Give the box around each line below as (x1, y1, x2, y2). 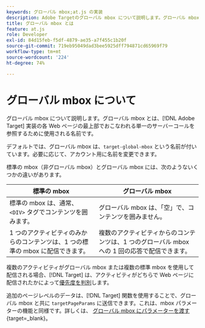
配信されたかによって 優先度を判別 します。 (6, 279, 113, 287)
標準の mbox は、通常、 (9, 199, 78, 207)
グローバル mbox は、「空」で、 (98, 204, 188, 212)
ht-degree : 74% (6, 60, 45, 66)
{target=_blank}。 (6, 315, 51, 322)
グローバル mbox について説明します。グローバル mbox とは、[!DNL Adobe (6, 115, 195, 122)
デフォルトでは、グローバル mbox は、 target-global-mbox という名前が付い (6, 143, 197, 150)
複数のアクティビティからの (98, 229, 178, 237)
